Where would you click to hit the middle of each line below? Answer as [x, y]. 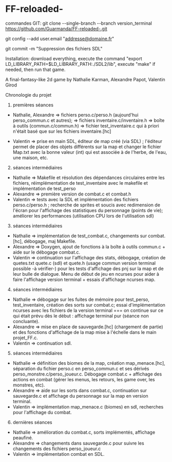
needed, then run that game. [35, 69]
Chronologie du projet [28, 95]
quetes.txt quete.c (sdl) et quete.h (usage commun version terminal [84, 263]
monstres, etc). [29, 385]
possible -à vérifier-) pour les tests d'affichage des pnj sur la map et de [88, 269]
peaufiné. [23, 437]
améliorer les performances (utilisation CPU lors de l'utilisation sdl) [83, 216]
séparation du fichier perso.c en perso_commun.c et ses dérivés [81, 368]
